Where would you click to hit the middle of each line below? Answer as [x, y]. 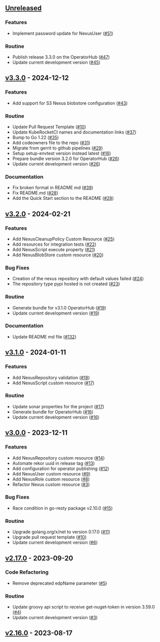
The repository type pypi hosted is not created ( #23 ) [66, 284]
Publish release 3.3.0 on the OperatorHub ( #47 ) [61, 57]
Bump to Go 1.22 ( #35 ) [36, 137]
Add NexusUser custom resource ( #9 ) [51, 474]
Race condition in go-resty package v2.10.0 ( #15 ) [62, 508]
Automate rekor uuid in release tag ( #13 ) [54, 463]
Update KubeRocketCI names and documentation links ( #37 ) [74, 132]
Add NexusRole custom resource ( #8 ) [51, 479]
